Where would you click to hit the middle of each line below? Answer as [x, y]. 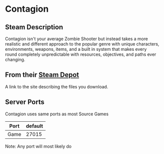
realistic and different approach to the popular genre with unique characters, [82, 44]
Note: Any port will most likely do [38, 146]
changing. [15, 59]
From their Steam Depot [42, 75]
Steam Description [34, 27]
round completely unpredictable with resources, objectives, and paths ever [81, 54]
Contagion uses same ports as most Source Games [57, 114]
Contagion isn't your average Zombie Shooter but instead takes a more [77, 39]
